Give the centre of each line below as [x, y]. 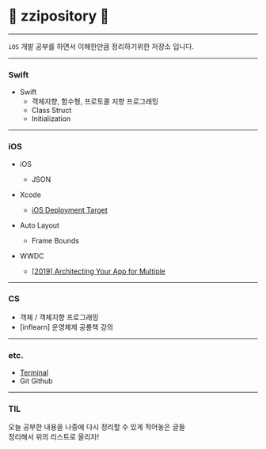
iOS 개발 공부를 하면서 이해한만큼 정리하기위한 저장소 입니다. [101, 46]
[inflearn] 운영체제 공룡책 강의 [66, 326]
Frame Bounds [55, 240]
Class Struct [51, 111]
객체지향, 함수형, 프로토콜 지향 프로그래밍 [95, 101]
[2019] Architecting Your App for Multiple [99, 271]
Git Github [36, 381]
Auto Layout [39, 225]
